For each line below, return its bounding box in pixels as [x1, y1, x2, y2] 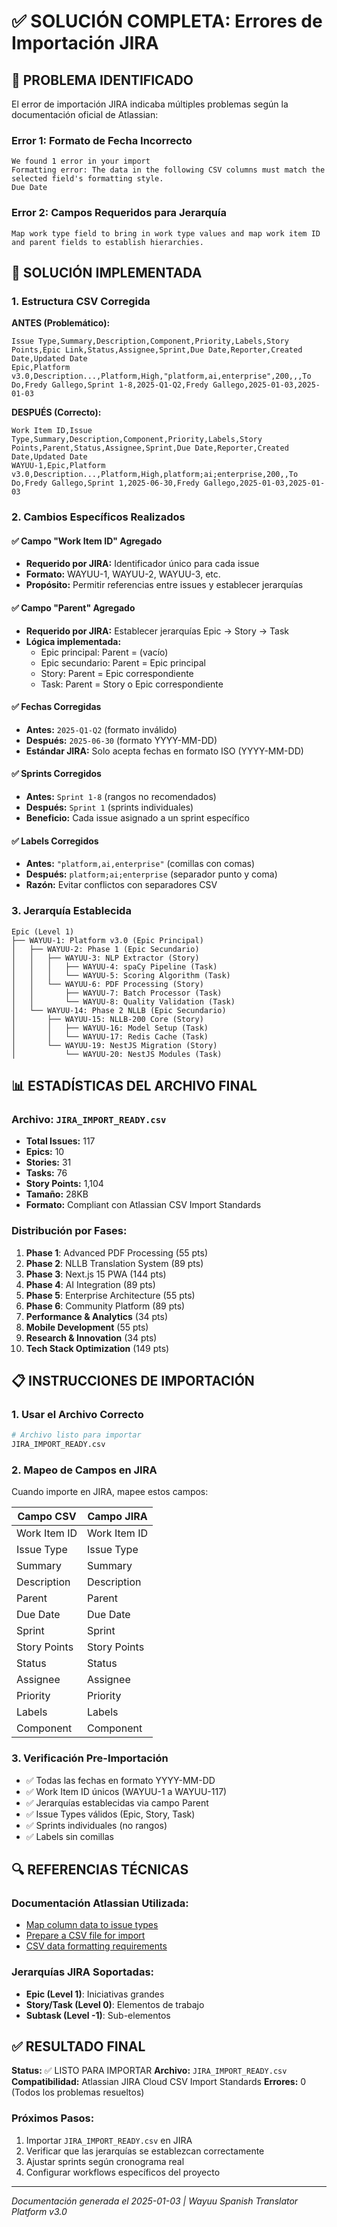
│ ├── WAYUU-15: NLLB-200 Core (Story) [11, 1014, 204, 1024]
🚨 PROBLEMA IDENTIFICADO [11, 71, 194, 89]
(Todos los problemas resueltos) [11, 2086, 145, 2099]
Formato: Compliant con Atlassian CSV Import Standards [25, 1199, 262, 1211]
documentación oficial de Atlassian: [11, 109, 159, 120]
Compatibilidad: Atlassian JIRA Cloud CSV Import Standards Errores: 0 [11, 2076, 307, 2088]
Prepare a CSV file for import [25, 1930, 146, 1942]
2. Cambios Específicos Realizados [11, 510, 186, 524]
